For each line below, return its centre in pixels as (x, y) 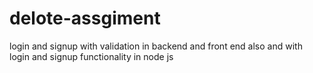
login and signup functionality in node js (91, 56)
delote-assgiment (85, 18)
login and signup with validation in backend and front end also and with (156, 46)
